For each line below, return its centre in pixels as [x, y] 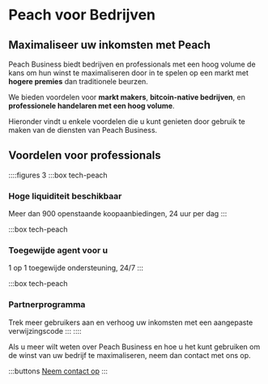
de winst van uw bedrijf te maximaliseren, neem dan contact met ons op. [130, 355]
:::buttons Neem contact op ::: [58, 371]
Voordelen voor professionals [85, 156]
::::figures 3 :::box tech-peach [58, 175]
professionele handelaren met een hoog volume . [92, 106]
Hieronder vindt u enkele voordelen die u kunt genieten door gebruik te [127, 122]
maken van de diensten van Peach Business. [83, 130]
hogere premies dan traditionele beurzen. [78, 81]
